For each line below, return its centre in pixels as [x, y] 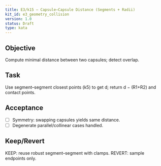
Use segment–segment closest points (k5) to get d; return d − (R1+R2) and [81, 87]
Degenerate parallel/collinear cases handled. [58, 125]
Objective [20, 48]
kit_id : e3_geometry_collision [37, 14]
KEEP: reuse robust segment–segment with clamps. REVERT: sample [75, 153]
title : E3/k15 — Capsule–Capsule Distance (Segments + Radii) [70, 10]
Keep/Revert [25, 141]
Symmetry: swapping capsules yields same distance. [66, 120]
